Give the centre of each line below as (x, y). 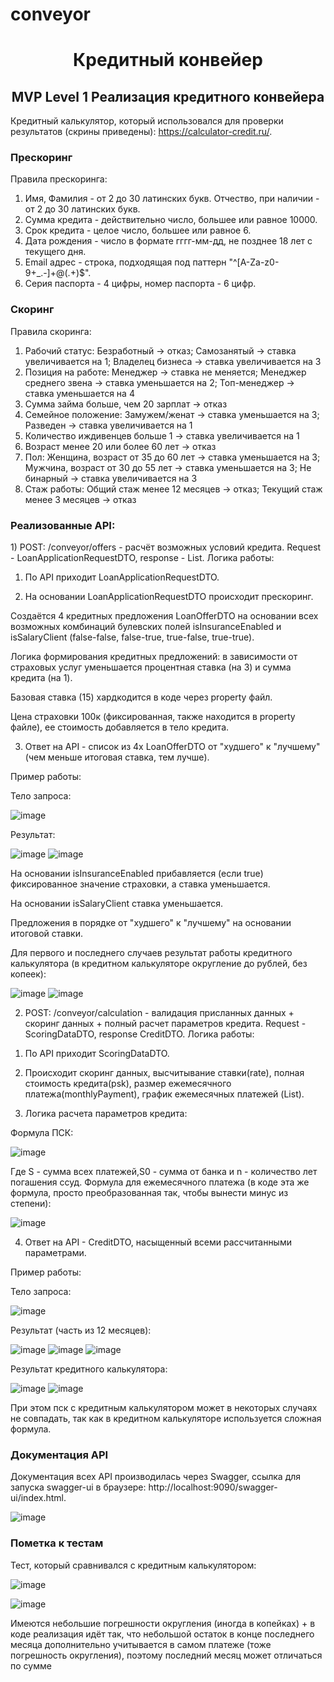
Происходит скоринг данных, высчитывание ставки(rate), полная (164, 1073)
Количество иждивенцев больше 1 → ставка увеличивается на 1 (162, 435)
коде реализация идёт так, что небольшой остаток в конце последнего (162, 1634)
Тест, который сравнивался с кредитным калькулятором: (133, 1565)
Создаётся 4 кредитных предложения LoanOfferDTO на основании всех (164, 616)
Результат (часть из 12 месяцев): (81, 1330)
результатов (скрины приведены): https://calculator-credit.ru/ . (141, 132)
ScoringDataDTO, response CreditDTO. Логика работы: (139, 1034)
